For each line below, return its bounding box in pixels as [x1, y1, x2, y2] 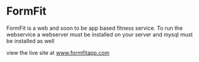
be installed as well [6, 37, 55, 44]
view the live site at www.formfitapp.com [6, 49, 110, 56]
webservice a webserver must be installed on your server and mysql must [6, 30, 193, 38]
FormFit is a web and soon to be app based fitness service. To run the [6, 24, 183, 32]
